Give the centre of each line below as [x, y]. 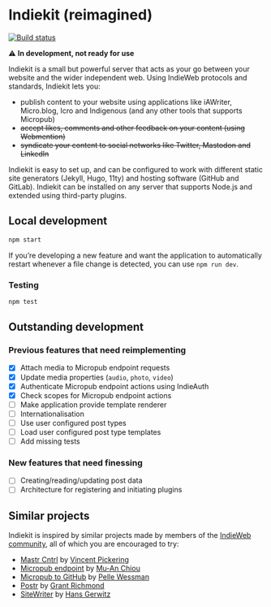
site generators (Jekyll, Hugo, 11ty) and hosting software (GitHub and [124, 178]
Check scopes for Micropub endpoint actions [96, 395]
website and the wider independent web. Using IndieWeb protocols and [128, 77]
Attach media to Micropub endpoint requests [95, 368]
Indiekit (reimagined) [80, 15]
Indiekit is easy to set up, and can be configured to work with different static [136, 169]
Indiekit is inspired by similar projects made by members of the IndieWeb [130, 535]
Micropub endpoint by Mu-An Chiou [80, 568]
